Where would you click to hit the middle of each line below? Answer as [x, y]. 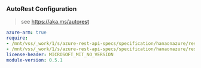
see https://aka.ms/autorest [55, 22]
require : [17, 38]
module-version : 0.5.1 [34, 60]
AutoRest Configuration [42, 9]
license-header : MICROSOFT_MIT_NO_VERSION [60, 54]
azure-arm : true [26, 33]
